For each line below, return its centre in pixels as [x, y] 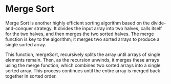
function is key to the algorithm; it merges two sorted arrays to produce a [82, 39]
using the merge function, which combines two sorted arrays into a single [83, 65]
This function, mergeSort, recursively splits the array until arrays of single [83, 54]
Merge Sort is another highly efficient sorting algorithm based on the [78, 23]
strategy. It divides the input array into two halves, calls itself [98, 28]
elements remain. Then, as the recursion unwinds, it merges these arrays [82, 60]
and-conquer [19, 28]
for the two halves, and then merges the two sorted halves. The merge [80, 34]
